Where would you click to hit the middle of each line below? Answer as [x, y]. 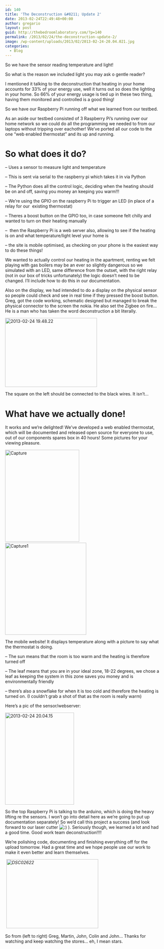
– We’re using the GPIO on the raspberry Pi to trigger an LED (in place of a [80, 201]
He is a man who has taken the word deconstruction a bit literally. [71, 311]
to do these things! [24, 250]
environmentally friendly [30, 682]
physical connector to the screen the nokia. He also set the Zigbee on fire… [81, 306]
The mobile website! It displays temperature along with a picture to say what [82, 642]
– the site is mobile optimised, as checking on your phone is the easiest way [82, 245]
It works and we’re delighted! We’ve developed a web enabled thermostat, [80, 427]
